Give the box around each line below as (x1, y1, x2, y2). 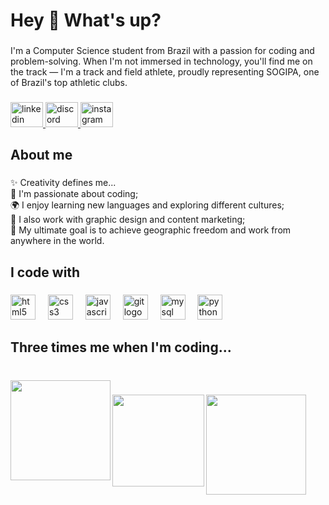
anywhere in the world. (10, 235, 105, 247)
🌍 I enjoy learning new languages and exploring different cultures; (10, 199, 285, 211)
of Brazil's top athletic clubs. (10, 77, 128, 89)
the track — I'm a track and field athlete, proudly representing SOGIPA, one (10, 66, 320, 78)
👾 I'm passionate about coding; (10, 188, 139, 200)
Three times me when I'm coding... (10, 339, 232, 356)
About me (10, 147, 73, 164)
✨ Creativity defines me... (10, 177, 117, 189)
